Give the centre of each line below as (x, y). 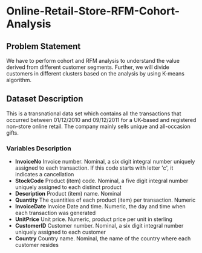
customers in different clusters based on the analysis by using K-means (95, 73)
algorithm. (19, 80)
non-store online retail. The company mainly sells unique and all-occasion (98, 126)
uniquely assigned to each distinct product (68, 187)
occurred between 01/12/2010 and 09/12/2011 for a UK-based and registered (101, 120)
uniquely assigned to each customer (60, 232)
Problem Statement (44, 46)
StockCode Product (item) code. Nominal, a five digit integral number (102, 181)
